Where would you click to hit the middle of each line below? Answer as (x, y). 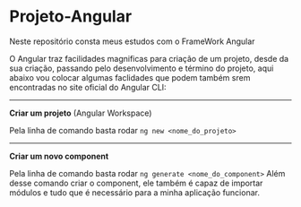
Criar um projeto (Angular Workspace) (81, 113)
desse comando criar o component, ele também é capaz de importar (136, 183)
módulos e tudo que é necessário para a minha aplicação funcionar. (134, 192)
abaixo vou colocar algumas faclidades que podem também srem (130, 77)
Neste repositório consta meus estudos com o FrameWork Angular (132, 41)
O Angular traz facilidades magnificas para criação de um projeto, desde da (149, 58)
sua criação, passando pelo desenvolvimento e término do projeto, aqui (142, 68)
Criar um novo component (59, 156)
